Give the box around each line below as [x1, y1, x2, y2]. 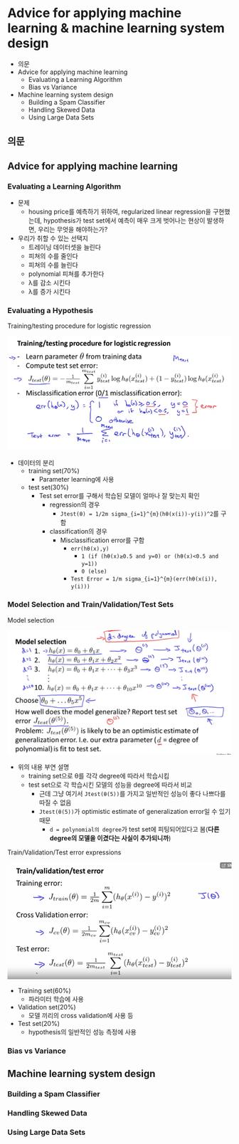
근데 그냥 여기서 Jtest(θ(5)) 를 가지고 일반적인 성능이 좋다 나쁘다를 [38, 790, 226, 798]
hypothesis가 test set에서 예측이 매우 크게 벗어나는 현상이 [43, 216, 206, 225]
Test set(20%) [17, 1019, 60, 1027]
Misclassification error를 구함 [60, 536, 144, 545]
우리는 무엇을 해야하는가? [38, 226, 108, 234]
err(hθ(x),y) [70, 546, 110, 553]
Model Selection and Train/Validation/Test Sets [7, 600, 174, 610]
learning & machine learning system [7, 20, 225, 36]
